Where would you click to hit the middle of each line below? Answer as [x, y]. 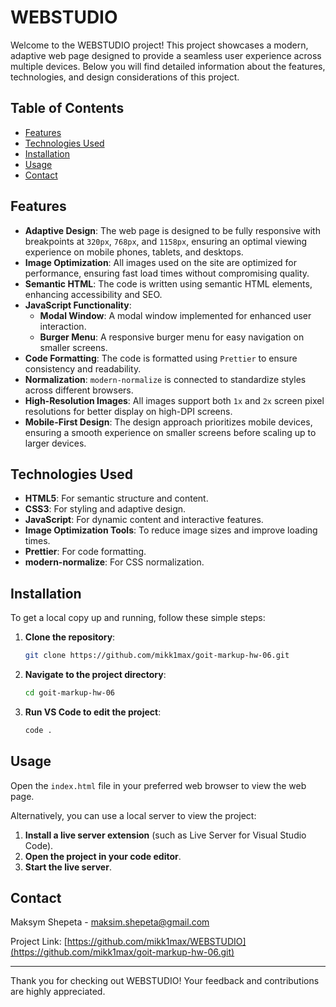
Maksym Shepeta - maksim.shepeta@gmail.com [110, 922]
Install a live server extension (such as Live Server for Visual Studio [165, 835]
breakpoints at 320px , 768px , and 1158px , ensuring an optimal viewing [166, 241]
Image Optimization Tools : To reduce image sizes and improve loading [171, 530]
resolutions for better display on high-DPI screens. [128, 411]
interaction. [63, 326]
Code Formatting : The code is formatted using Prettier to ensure [161, 358]
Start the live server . [68, 867]
